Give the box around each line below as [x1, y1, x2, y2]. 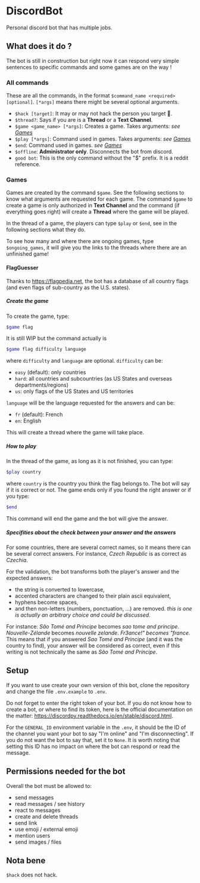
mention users [14, 832, 51, 839]
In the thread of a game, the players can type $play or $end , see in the [6, 220, 177, 227]
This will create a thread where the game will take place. [6, 429, 145, 436]
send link [14, 819, 37, 826]
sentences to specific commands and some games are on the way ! [6, 63, 172, 70]
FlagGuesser [6, 264, 39, 271]
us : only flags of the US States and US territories [14, 388, 134, 395]
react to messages [14, 807, 61, 814]
